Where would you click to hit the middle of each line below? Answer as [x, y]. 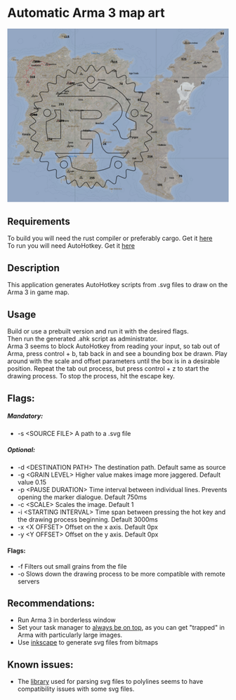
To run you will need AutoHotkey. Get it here [71, 246]
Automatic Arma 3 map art [86, 13]
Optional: [21, 450]
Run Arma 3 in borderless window [66, 620]
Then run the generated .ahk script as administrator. [83, 339]
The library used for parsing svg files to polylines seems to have [110, 682]
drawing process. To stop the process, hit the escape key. [91, 376]
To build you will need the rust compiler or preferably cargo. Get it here [110, 238]
